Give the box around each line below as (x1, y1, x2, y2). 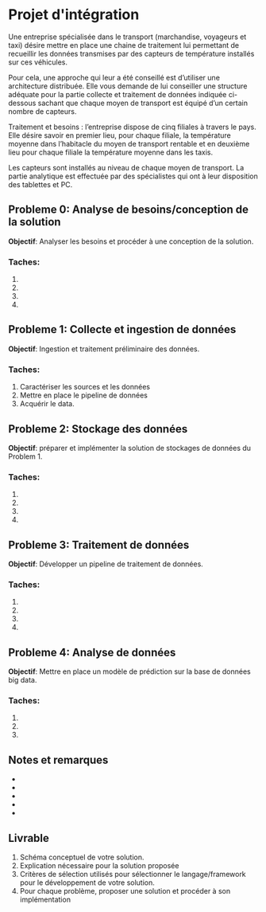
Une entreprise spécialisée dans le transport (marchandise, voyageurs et (8, 32, 247, 41)
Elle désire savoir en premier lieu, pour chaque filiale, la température (8, 130, 232, 140)
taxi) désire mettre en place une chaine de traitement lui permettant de (8, 40, 240, 49)
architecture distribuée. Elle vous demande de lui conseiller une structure (8, 81, 248, 91)
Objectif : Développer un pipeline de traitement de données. (8, 559, 204, 569)
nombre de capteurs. (8, 106, 77, 116)
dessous (8, 98, 37, 108)
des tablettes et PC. (8, 179, 73, 189)
